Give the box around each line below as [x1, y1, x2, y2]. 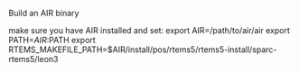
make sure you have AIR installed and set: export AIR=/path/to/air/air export [8, 25, 290, 35]
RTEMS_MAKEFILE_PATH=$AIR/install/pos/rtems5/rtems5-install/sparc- [8, 44, 277, 55]
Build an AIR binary [8, 8, 79, 18]
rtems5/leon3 [8, 54, 59, 64]
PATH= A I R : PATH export [8, 35, 96, 45]
